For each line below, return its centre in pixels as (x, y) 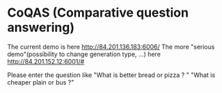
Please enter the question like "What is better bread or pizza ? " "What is (111, 75)
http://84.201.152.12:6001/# (46, 61)
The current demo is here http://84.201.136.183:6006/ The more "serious (111, 46)
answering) (41, 27)
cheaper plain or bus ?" (41, 82)
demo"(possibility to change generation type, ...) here (84, 54)
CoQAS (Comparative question (98, 13)
